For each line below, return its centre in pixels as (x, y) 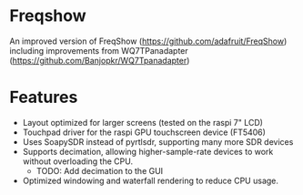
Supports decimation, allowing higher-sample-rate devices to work (148, 151)
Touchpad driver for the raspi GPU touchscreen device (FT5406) (144, 132)
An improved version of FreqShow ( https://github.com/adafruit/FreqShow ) (148, 41)
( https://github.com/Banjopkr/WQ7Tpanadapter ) (100, 60)
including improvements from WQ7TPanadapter (99, 50)
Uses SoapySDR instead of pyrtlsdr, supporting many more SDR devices (158, 141)
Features (44, 97)
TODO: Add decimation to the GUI (100, 170)
